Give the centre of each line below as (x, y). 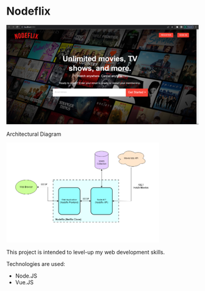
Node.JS (26, 276)
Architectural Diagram (34, 134)
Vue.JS (24, 282)
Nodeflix (28, 11)
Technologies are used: (36, 263)
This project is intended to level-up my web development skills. (86, 252)
